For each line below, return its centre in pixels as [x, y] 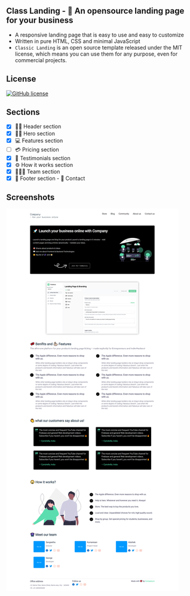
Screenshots [30, 198]
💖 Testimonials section [42, 158]
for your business [40, 21]
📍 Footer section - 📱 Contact [50, 178]
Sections [23, 112]
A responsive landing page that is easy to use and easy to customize [99, 35]
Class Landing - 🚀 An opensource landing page [95, 11]
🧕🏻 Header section [38, 127]
